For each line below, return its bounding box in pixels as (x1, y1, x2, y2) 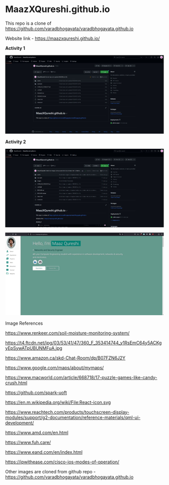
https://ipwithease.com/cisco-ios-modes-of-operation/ (5, 459, 120, 465)
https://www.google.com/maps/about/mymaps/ (5, 365, 104, 371)
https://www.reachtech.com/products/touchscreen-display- (5, 409, 130, 415)
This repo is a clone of (5, 20, 52, 26)
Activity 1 (5, 45, 25, 51)
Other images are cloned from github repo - (5, 468, 96, 474)
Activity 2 (5, 139, 26, 145)
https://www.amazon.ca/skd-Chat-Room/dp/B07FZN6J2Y (5, 354, 126, 361)
